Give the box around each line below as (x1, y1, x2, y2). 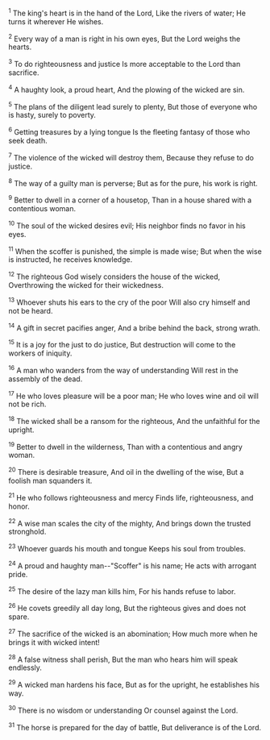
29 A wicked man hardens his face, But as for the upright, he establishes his (8, 679, 260, 690)
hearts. (8, 42, 32, 52)
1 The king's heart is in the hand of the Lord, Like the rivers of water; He (8, 7, 246, 18)
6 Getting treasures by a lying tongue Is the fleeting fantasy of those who (8, 126, 251, 136)
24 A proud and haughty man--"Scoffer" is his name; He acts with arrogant (8, 559, 257, 571)
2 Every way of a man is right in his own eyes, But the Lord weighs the (8, 32, 241, 44)
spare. (8, 612, 30, 622)
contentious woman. (8, 203, 77, 213)
